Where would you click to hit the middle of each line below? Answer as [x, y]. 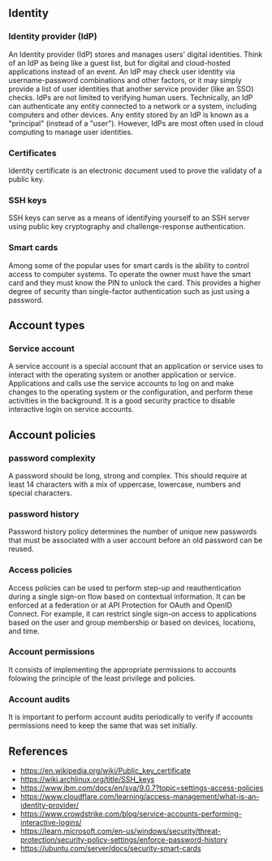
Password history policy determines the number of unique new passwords [133, 532]
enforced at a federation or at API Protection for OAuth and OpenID [121, 605]
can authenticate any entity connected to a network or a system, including [133, 106]
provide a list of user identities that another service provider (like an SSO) [131, 89]
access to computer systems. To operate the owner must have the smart [130, 274]
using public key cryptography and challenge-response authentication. [127, 227]
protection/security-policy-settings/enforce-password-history [124, 839]
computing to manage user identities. [71, 132]
